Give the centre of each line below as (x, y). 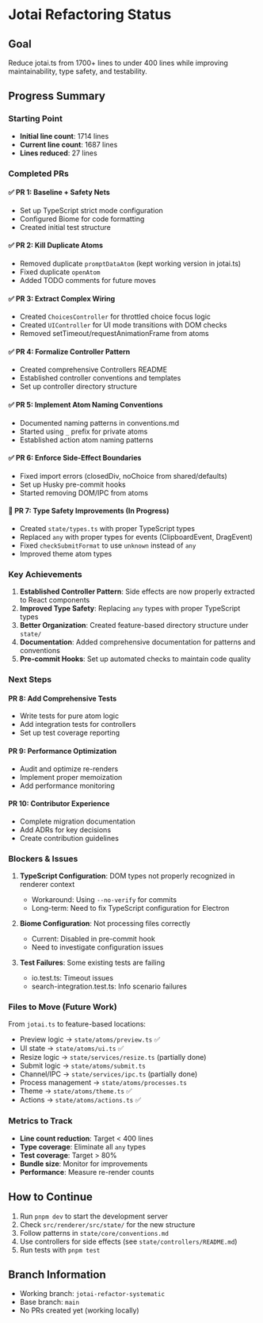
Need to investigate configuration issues (97, 947)
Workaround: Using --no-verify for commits (104, 900)
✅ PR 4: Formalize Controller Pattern (69, 351)
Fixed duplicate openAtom (60, 272)
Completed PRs (38, 174)
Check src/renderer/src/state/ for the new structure (107, 1224)
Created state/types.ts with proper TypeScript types (107, 529)
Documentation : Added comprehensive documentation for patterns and (137, 642)
